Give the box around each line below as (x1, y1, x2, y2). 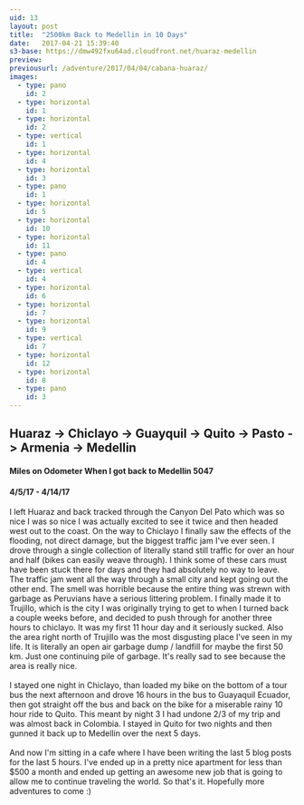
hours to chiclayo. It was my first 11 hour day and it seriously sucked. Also (9, 622, 284, 633)
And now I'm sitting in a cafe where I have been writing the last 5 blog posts (9, 747, 292, 758)
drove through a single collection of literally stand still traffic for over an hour (9, 545, 295, 556)
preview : (9, 55, 43, 64)
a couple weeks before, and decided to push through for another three (9, 613, 273, 624)
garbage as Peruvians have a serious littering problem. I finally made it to (9, 593, 281, 604)
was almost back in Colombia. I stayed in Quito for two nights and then (9, 718, 273, 730)
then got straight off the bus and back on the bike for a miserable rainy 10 (9, 699, 283, 710)
